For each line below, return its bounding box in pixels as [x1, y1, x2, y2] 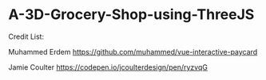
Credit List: [8, 32, 45, 41]
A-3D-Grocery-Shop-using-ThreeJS [8, 6, 255, 24]
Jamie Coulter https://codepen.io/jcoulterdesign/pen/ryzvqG [8, 62, 208, 72]
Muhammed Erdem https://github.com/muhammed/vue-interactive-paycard [8, 47, 258, 56]
